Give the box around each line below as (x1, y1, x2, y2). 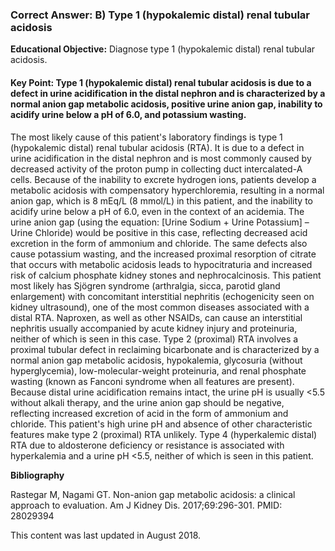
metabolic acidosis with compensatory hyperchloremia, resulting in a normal (10, 184, 325, 196)
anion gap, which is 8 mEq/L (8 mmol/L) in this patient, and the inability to (10, 194, 314, 207)
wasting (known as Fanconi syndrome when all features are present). (10, 375, 295, 387)
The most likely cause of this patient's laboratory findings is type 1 (10, 131, 283, 143)
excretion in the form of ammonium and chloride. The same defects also (10, 237, 308, 249)
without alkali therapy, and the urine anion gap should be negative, (10, 396, 285, 408)
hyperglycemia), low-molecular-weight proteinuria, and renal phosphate (10, 364, 307, 377)
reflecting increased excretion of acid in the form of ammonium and (10, 407, 289, 419)
